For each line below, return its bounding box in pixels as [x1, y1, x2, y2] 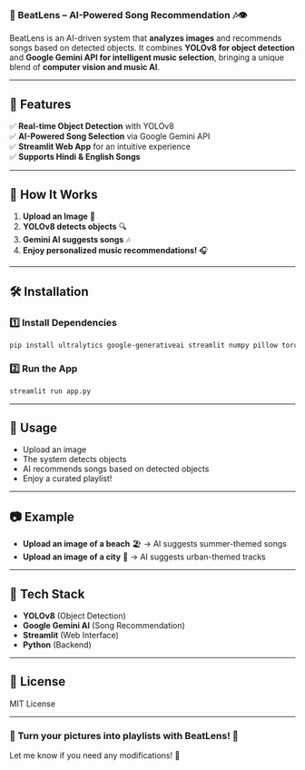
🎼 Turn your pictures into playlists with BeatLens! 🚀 [9, 729, 239, 742]
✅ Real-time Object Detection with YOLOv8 [9, 121, 174, 132]
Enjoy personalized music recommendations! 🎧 [22, 244, 209, 255]
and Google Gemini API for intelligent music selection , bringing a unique [9, 52, 284, 63]
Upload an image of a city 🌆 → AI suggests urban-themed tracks [22, 551, 266, 562]
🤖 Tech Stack [9, 586, 85, 602]
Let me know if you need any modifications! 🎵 [9, 750, 181, 761]
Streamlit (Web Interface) [22, 630, 120, 641]
